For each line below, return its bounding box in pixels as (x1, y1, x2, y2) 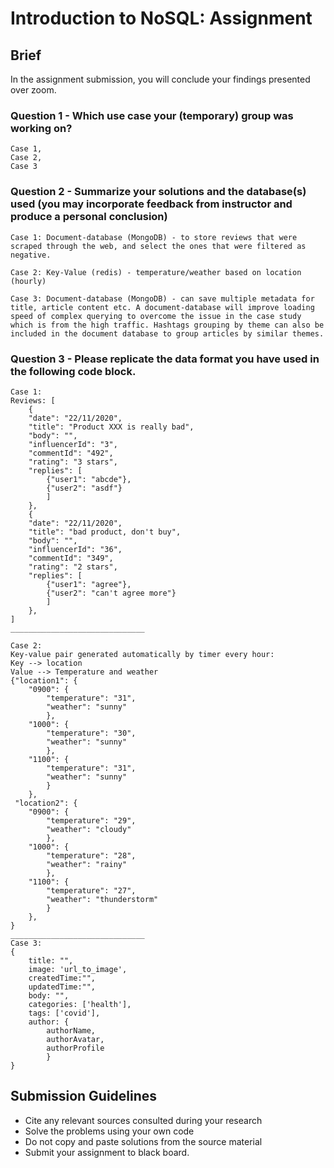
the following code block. (10, 364, 137, 378)
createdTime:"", (28, 973, 97, 983)
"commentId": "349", (28, 553, 114, 563)
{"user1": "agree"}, (46, 579, 132, 589)
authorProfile (46, 1043, 105, 1053)
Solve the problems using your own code (24, 1125, 195, 1137)
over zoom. (10, 84, 57, 96)
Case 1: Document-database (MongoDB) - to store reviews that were (10, 232, 298, 242)
